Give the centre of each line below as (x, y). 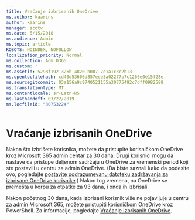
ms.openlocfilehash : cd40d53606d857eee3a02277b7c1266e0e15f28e (85, 77)
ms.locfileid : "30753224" (37, 104)
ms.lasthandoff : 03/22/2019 (40, 99)
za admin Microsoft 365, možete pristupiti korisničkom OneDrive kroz (90, 204)
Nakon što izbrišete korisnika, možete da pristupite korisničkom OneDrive (95, 150)
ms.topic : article (28, 45)
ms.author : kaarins (30, 17)
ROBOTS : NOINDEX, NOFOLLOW (39, 50)
